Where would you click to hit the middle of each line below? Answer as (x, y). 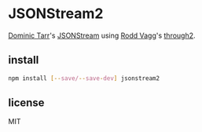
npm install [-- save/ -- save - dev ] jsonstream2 (84, 78)
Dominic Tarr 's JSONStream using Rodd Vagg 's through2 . (102, 35)
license (26, 103)
